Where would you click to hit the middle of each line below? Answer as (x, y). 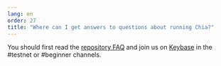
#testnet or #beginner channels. (54, 55)
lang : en (20, 14)
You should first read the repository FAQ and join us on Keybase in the (110, 48)
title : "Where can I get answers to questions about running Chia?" (111, 27)
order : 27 (22, 21)
